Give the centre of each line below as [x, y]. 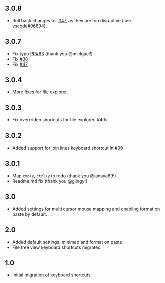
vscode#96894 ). [29, 26]
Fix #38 [20, 59]
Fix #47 [20, 64]
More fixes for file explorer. [40, 92]
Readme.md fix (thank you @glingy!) [50, 181]
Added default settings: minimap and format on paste [67, 242]
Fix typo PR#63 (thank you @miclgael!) [52, 53]
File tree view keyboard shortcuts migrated [56, 247]
